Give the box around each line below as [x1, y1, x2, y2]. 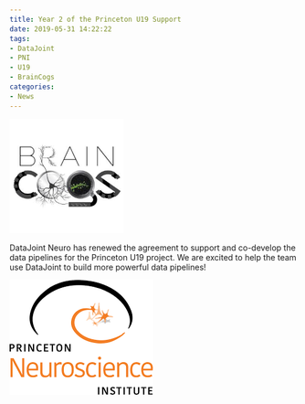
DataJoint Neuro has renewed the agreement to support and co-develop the [9, 242, 297, 253]
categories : [9, 82, 55, 91]
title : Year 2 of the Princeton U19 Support [9, 15, 182, 24]
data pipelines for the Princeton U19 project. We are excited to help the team [9, 251, 297, 262]
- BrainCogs [9, 73, 55, 82]
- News [9, 91, 35, 101]
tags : [9, 34, 30, 43]
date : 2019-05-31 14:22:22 [9, 24, 112, 34]
